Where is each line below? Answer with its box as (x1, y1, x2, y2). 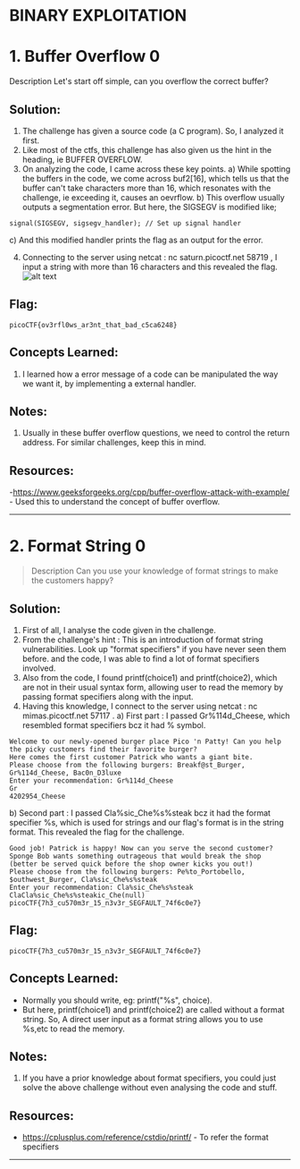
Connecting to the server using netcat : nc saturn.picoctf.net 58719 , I (21, 251, 278, 262)
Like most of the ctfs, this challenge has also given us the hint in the (21, 144, 272, 155)
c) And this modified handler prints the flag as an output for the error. (9, 234, 263, 245)
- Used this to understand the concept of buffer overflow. (9, 496, 221, 507)
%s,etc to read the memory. (21, 1023, 125, 1034)
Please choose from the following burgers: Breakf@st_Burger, (9, 760, 246, 769)
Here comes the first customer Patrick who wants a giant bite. (9, 752, 254, 761)
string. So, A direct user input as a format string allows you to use (21, 1013, 263, 1024)
